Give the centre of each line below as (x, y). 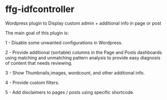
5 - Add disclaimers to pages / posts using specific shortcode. (70, 92)
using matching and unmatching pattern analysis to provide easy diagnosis (83, 58)
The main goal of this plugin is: (37, 33)
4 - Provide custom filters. (32, 82)
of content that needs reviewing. (39, 63)
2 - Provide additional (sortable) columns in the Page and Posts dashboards (84, 52)
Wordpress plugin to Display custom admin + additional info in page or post (83, 23)
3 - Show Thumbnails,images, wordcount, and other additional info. (75, 73)
